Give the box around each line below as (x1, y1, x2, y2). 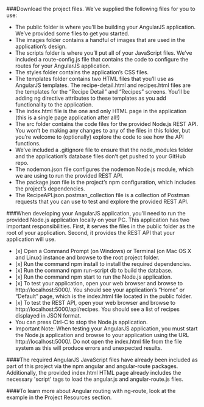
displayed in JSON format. (15, 312, 82, 319)
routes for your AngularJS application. (15, 62, 111, 69)
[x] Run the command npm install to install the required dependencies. (15, 260, 192, 267)
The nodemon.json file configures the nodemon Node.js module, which (15, 165, 194, 173)
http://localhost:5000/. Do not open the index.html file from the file (15, 338, 183, 345)
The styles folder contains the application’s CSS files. (15, 69, 149, 75)
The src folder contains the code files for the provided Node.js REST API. (15, 120, 199, 127)
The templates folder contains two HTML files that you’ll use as (15, 75, 174, 82)
